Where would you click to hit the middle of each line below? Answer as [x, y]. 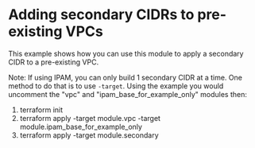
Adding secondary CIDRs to [101, 15]
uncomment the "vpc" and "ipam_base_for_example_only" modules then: [128, 94]
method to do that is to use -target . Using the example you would [116, 86]
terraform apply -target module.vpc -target [90, 118]
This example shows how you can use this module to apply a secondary [126, 53]
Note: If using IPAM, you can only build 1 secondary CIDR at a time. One [125, 77]
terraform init [41, 110]
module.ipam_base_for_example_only [81, 127]
